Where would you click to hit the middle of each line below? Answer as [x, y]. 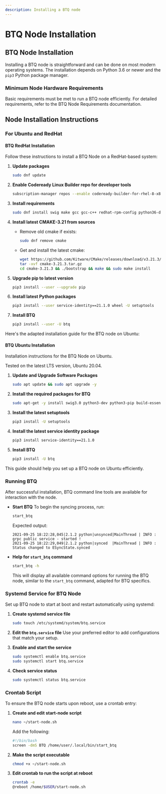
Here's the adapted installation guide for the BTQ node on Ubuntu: [72, 334]
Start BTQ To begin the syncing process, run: [58, 507]
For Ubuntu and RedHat [34, 134]
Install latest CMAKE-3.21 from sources [54, 222]
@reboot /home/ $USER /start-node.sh [49, 787]
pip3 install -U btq [33, 459]
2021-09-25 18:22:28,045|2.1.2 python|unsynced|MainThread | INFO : [84, 534]
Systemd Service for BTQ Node [43, 593]
